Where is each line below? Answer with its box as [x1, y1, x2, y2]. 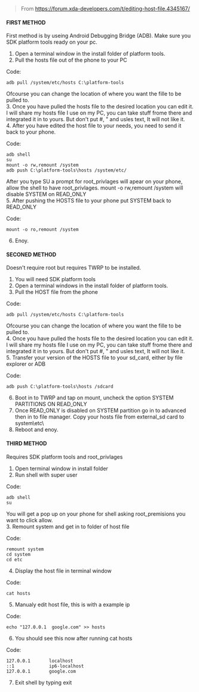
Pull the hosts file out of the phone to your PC [14, 56, 127, 64]
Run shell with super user [14, 471, 78, 479]
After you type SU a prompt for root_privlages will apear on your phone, [6, 178, 183, 185]
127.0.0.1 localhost [6, 658, 74, 664]
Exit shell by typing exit [14, 679, 72, 686]
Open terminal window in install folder [14, 465, 109, 472]
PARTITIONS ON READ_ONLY [14, 401, 87, 408]
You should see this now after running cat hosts [14, 634, 133, 642]
